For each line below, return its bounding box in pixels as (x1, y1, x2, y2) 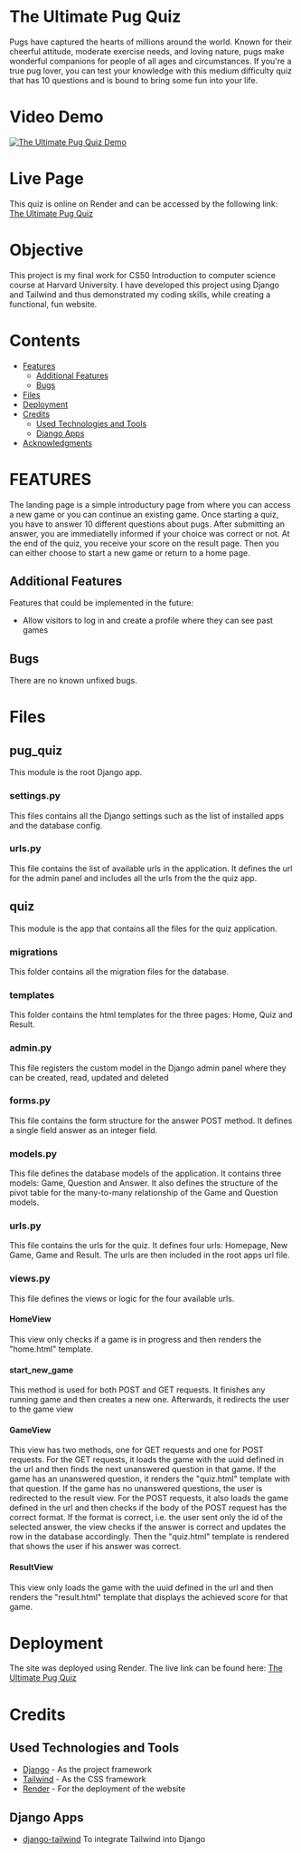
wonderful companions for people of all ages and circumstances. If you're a (9, 55, 292, 66)
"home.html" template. (9, 1344, 93, 1354)
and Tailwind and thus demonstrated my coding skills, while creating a (9, 288, 271, 300)
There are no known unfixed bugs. (9, 675, 137, 686)
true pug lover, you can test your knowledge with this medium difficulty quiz (9, 65, 292, 76)
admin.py (9, 1042, 52, 1054)
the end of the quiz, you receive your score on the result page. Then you (9, 538, 280, 548)
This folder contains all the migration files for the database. (9, 965, 230, 976)
